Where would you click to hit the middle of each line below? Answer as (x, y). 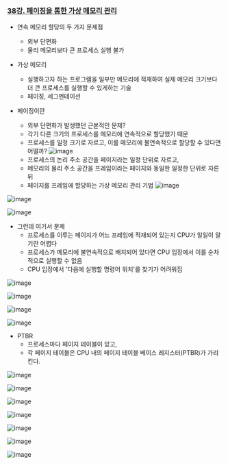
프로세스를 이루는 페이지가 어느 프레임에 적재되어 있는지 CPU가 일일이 (121, 235)
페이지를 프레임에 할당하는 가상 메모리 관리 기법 (90, 186)
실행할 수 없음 (64, 261)
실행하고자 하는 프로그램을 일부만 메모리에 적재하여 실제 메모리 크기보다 (122, 79)
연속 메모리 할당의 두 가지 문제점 (60, 27)
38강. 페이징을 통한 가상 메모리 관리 (62, 10)
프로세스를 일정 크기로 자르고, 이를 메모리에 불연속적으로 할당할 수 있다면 (124, 142)
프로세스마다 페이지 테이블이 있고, (72, 344)
